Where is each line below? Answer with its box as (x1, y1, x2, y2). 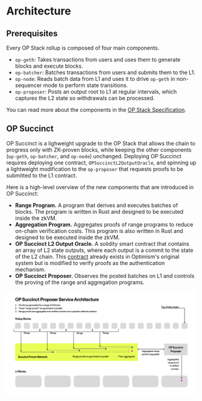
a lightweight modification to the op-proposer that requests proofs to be (6, 165, 184, 173)
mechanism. (14, 266, 46, 273)
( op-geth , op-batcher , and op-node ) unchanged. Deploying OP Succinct (6, 152, 182, 159)
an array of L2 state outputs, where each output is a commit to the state (14, 246, 194, 254)
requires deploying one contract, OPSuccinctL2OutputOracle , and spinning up (6, 159, 197, 166)
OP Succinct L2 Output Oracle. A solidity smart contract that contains (14, 240, 190, 247)
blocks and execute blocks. (14, 62, 83, 69)
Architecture (6, 4, 71, 18)
